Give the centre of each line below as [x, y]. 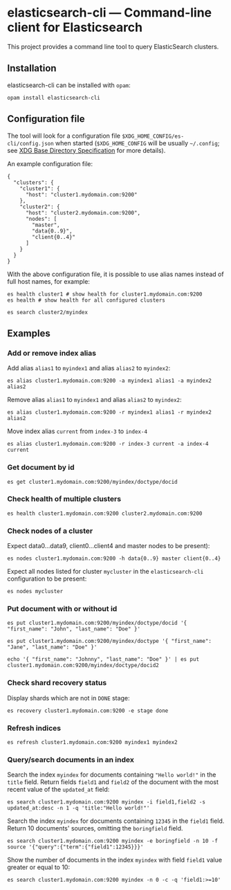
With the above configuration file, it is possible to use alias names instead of [115, 274]
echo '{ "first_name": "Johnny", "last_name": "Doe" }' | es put [103, 660]
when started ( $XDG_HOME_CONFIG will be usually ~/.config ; [137, 143]
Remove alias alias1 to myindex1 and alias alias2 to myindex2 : [94, 400]
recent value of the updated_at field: [58, 790]
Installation [32, 68]
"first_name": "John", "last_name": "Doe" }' [74, 629]
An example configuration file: [50, 163]
